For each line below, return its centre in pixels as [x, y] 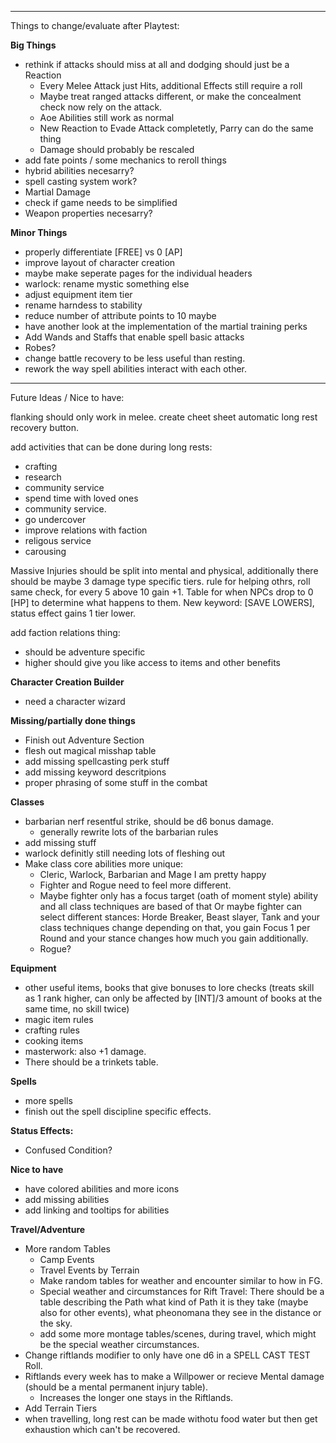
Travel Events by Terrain [89, 1270]
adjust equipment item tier [78, 294]
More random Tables [67, 1249]
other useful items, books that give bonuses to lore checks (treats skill [169, 987]
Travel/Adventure [48, 1229]
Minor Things [39, 232]
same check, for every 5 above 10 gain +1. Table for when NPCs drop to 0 [162, 592]
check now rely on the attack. [101, 107]
